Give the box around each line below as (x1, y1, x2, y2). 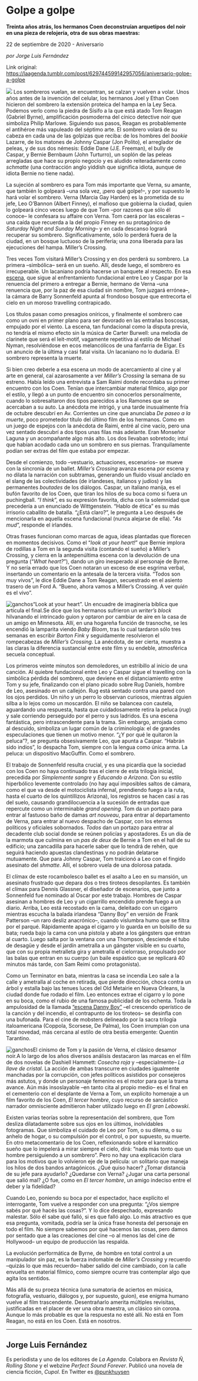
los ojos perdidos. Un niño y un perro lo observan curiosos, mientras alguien (6, 693, 192, 701)
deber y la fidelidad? (6, 1183, 56, 1190)
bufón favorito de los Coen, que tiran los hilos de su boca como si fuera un (6, 490, 187, 497)
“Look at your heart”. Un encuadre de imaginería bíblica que (32, 600, 179, 607)
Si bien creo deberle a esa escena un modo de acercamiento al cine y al (6, 366, 181, 373)
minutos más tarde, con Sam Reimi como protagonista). (6, 961, 141, 968)
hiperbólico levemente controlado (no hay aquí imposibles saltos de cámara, (6, 780, 192, 787)
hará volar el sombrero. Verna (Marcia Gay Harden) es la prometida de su (6, 193, 184, 200)
